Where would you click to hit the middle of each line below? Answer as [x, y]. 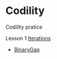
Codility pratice [24, 27]
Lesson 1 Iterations [28, 38]
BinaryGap [27, 49]
